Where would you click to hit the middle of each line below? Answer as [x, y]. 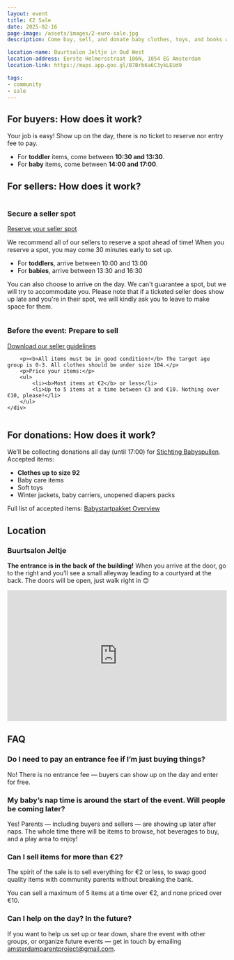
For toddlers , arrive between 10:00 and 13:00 [82, 263]
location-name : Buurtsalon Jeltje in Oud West [76, 52]
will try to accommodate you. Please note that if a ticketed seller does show [116, 292]
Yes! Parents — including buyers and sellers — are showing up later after [112, 824]
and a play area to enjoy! [42, 839]
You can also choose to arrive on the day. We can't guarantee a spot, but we [117, 284]
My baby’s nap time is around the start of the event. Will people [116, 800]
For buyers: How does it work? [75, 119]
